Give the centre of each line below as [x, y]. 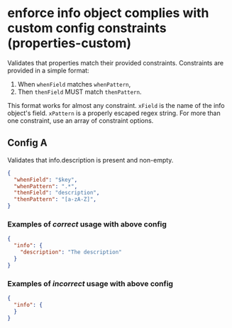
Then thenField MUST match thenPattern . [79, 92]
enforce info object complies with [108, 13]
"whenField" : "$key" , [46, 180]
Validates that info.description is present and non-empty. [90, 160]
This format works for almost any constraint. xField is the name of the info [116, 105]
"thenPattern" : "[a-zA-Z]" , [55, 199]
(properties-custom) [70, 43]
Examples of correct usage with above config [87, 224]
